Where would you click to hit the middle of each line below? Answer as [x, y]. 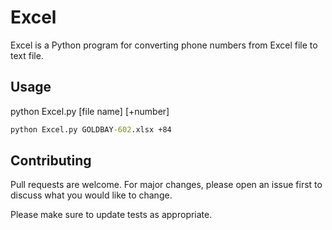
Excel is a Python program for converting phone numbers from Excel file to [164, 45]
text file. [27, 55]
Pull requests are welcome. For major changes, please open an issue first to [166, 185]
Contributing [51, 161]
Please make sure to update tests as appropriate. [111, 215]
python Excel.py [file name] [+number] [90, 111]
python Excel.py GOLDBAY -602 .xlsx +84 [91, 129]
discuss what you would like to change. [91, 195]
